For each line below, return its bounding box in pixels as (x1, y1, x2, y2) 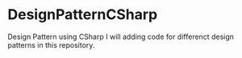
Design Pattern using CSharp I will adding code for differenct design (7, 32, 235, 41)
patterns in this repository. (7, 40, 95, 49)
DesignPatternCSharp (7, 6, 158, 24)
